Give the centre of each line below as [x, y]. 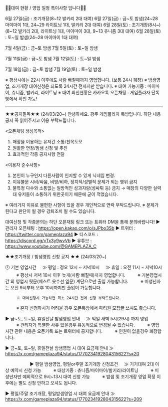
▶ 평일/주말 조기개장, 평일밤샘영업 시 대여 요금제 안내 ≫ [60, 393]
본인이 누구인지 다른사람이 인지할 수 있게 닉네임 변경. [64, 175]
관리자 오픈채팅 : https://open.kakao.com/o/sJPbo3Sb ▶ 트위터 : [70, 228]
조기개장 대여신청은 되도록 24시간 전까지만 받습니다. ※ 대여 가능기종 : [79, 86]
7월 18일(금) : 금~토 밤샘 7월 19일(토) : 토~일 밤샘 [53, 69]
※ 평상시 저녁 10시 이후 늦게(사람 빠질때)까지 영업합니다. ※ [78, 275]
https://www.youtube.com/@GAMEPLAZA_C [51, 246]
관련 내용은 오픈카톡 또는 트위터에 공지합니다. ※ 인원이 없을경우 [81, 331]
